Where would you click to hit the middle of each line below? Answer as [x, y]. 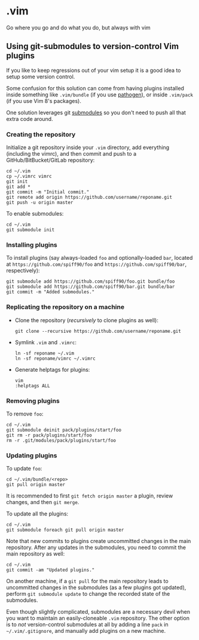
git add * [19, 187]
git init [17, 182]
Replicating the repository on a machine [65, 307]
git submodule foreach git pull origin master [65, 530]
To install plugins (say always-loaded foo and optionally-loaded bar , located [99, 258]
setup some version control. [41, 77]
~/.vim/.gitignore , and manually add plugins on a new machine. [86, 631]
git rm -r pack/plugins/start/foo [49, 435]
